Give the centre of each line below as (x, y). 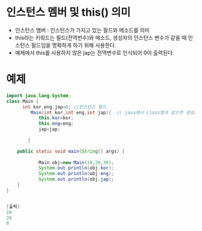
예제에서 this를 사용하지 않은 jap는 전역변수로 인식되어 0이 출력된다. (94, 52)
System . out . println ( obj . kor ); (76, 168)
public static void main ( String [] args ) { (71, 151)
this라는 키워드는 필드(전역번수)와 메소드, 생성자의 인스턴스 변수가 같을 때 (101, 37)
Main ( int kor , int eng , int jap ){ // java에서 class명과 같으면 (107, 112)
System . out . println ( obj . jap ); (76, 179)
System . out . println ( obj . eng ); (76, 174)
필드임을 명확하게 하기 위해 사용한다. (74, 45)
